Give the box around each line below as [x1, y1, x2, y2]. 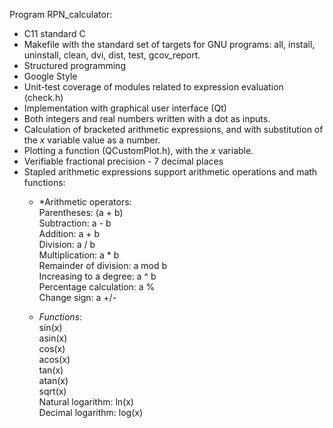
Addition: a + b [38, 228, 100, 239]
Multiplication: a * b [38, 249, 120, 261]
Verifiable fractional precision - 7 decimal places [23, 155, 224, 167]
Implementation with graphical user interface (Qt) [23, 102, 227, 114]
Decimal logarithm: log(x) [38, 407, 144, 418]
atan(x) [38, 375, 69, 386]
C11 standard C [23, 28, 86, 39]
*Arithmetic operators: [38, 196, 132, 208]
